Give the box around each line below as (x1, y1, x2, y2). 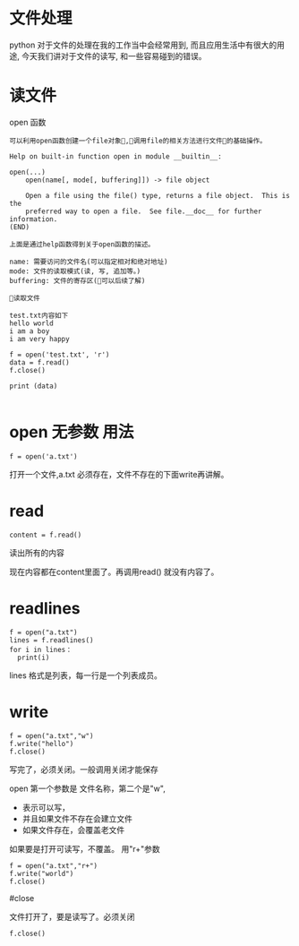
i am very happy (9, 334, 70, 343)
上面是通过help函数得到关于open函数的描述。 (9, 239, 155, 249)
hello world (9, 319, 54, 328)
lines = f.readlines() (9, 635, 94, 645)
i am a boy (9, 326, 50, 336)
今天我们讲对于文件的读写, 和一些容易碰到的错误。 (21, 50, 207, 61)
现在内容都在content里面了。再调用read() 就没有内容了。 (9, 566, 219, 577)
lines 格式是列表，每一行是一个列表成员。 (9, 669, 163, 681)
